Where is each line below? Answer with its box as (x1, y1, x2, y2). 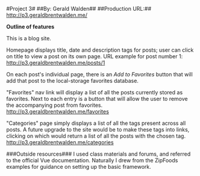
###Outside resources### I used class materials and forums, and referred (6, 150, 191, 157)
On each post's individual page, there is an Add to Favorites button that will (6, 71, 193, 77)
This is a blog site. (6, 35, 51, 41)
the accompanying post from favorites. (6, 102, 103, 109)
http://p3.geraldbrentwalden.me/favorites (6, 108, 110, 115)
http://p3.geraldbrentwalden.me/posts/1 (6, 59, 105, 66)
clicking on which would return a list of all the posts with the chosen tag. (6, 132, 186, 139)
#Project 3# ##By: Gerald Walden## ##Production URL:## (6, 5, 152, 12)
